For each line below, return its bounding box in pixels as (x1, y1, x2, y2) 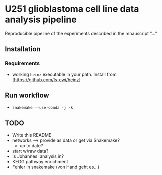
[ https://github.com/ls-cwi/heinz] (12, 76, 81, 83)
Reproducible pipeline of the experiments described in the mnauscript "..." (5, 30, 157, 36)
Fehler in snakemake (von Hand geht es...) (12, 164, 100, 170)
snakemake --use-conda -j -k (12, 105, 73, 110)
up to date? (19, 143, 43, 149)
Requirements (5, 60, 40, 67)
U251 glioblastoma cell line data (5, 3, 139, 15)
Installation (5, 45, 41, 53)
